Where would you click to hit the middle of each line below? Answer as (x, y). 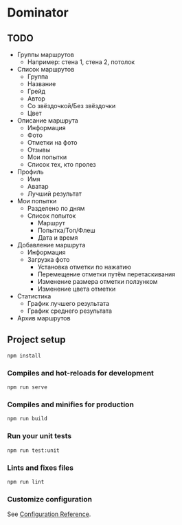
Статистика (34, 296)
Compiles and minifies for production (70, 404)
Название (42, 84)
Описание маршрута (48, 121)
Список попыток (52, 216)
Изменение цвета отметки (77, 289)
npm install (24, 356)
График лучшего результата (68, 303)
